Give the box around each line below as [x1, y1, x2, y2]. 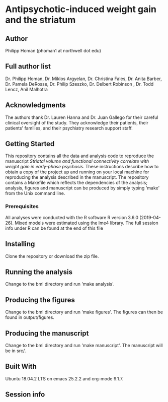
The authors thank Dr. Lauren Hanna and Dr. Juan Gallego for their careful [5, 114, 158, 120]
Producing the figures [5, 296, 75, 304]
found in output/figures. [5, 314, 54, 320]
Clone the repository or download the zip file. [5, 253, 99, 259]
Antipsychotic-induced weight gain [5, 4, 157, 15]
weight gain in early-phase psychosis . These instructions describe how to [5, 164, 159, 170]
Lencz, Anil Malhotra [5, 86, 48, 92]
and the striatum [5, 14, 76, 26]
